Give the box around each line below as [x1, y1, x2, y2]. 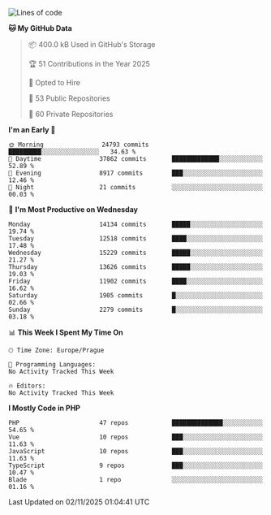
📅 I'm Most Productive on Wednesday [8, 205, 138, 214]
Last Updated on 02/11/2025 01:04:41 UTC [8, 497, 150, 507]
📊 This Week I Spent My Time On [8, 327, 123, 337]
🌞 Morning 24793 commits [8, 141, 149, 149]
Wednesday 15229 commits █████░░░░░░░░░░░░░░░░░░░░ [8, 249, 264, 257]
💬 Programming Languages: [8, 361, 96, 369]
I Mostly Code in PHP [8, 403, 81, 413]
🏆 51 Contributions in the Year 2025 [28, 59, 150, 68]
